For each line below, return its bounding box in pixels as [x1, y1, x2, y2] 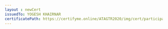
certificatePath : [5, 16, 41, 21]
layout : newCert [5, 7, 41, 12]
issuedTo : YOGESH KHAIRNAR [5, 12, 61, 17]
